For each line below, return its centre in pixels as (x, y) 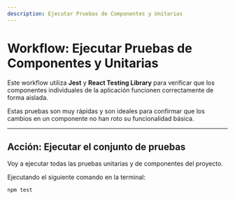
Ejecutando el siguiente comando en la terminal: (76, 177)
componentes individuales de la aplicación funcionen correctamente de (111, 90)
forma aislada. (28, 97)
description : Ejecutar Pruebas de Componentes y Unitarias (95, 14)
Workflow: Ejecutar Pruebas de (100, 48)
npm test (20, 190)
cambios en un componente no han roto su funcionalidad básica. (101, 118)
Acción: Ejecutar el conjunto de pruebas (97, 147)
